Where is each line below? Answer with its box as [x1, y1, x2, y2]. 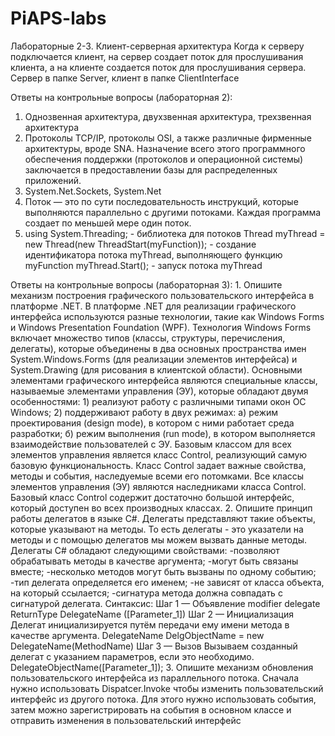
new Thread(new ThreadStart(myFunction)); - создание [24, 238, 257, 250]
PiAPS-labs [10, 7, 107, 30]
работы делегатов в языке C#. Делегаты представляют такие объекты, [10, 512, 316, 524]
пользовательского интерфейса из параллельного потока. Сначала [10, 672, 299, 684]
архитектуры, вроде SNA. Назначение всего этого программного [24, 142, 306, 154]
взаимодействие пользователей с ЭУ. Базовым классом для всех [10, 438, 292, 450]
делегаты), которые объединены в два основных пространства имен [10, 342, 307, 354]
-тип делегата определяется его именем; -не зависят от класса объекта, [10, 576, 325, 588]
